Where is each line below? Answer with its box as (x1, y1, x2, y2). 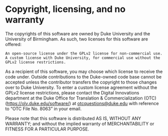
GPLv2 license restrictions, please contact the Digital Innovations (5, 89, 139, 95)
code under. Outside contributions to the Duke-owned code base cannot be (5, 73, 162, 79)
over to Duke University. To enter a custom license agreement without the (5, 84, 157, 90)
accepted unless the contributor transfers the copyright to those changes (5, 79, 157, 85)
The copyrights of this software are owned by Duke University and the (5, 30, 150, 36)
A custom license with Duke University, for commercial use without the (5, 55, 160, 60)
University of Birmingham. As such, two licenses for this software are (5, 36, 148, 42)
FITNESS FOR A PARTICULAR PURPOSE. (5, 126, 89, 132)
